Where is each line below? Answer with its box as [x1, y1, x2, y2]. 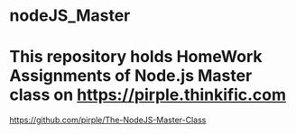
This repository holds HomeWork [9, 47, 263, 67]
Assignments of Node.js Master [9, 66, 253, 86]
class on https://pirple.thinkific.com [9, 85, 287, 105]
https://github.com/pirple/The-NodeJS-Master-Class [9, 114, 207, 126]
